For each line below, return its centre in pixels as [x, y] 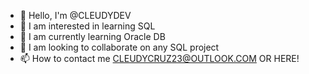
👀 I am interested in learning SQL [87, 26]
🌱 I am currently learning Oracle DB [92, 36]
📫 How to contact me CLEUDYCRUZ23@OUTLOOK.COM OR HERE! [159, 58]
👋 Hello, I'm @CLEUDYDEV [75, 15]
